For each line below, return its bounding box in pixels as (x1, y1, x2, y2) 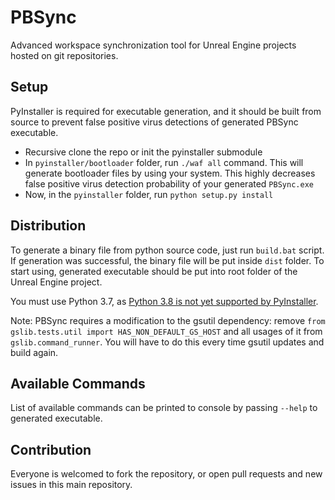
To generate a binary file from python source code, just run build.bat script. (10, 244, 325, 256)
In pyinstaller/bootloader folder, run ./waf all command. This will (24, 156, 304, 168)
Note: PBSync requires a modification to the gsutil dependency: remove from (10, 314, 326, 326)
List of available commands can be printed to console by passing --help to (10, 402, 318, 414)
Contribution (10, 441, 92, 458)
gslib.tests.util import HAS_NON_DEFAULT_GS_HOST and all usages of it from (10, 325, 323, 337)
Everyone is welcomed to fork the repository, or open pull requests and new (10, 468, 323, 480)
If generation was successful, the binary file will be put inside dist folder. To (10, 254, 325, 266)
